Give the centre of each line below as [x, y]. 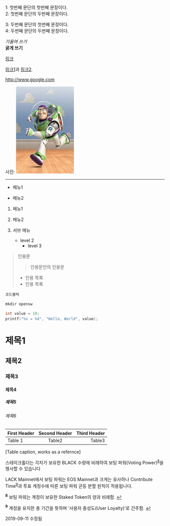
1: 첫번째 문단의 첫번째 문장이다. [36, 7]
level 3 [35, 246]
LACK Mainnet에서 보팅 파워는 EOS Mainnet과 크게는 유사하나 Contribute [79, 479]
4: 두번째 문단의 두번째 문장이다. [37, 31]
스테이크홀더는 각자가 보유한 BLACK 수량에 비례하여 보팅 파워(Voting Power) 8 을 [84, 462]
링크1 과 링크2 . [19, 69]
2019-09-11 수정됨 [24, 519]
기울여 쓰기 [16, 41]
